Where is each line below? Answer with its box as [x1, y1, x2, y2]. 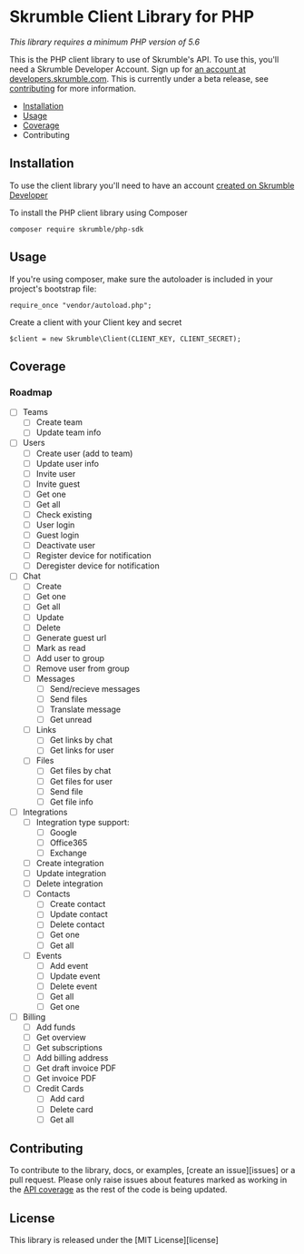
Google [49, 826, 77, 837]
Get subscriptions [35, 1042, 103, 1053]
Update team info [35, 427, 102, 438]
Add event [49, 960, 89, 971]
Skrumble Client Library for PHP [9, 6, 255, 27]
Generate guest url [35, 632, 107, 643]
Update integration [35, 868, 107, 879]
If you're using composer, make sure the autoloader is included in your [9, 273, 274, 284]
